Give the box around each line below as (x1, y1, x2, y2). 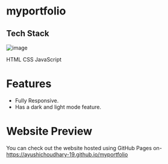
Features (6, 77, 52, 91)
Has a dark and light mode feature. (14, 103, 101, 110)
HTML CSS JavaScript (6, 56, 62, 63)
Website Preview (6, 125, 93, 138)
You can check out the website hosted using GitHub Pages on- (6, 144, 163, 151)
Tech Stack (6, 28, 49, 39)
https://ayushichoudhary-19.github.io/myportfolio (6, 151, 128, 158)
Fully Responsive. (14, 96, 59, 104)
